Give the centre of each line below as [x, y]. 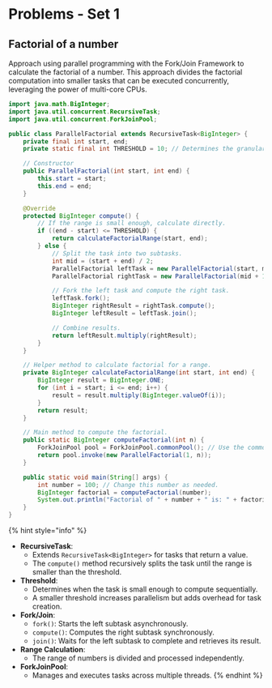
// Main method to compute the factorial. [96, 433]
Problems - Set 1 [64, 14]
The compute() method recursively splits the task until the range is [142, 563]
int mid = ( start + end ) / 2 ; [102, 261]
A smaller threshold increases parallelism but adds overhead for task [147, 598]
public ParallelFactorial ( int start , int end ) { [106, 171]
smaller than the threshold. [77, 572]
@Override [40, 208]
